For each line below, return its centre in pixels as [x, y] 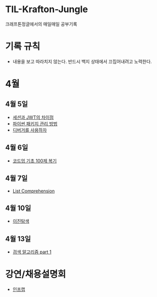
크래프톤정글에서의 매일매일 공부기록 [41, 24]
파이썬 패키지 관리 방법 [35, 123]
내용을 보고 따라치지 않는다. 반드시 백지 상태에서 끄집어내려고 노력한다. [82, 61]
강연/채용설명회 [36, 274]
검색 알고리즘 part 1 [32, 252]
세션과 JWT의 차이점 [33, 117]
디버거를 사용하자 [30, 130]
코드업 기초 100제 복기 [35, 160]
